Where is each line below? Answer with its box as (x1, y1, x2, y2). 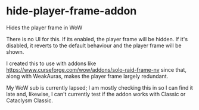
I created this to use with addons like (6, 60, 97, 67)
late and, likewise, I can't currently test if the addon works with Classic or (6, 90, 186, 97)
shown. (6, 48, 24, 55)
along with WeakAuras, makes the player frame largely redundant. (6, 72, 169, 80)
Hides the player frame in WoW (6, 24, 83, 31)
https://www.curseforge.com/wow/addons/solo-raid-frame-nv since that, (6, 66, 186, 73)
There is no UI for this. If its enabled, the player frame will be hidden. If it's (6, 35, 188, 42)
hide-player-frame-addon (6, 4, 137, 18)
